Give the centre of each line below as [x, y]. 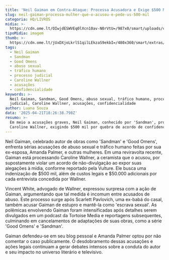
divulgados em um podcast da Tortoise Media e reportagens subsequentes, [84, 215]
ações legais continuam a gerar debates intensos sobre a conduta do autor [83, 246]
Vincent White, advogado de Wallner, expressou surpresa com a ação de [81, 188]
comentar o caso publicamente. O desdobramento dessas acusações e [79, 241]
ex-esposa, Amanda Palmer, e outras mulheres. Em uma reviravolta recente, [84, 152]
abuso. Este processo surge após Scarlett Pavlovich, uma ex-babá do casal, [84, 199]
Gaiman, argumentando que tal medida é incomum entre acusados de [77, 194]
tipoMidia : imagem [24, 33]
